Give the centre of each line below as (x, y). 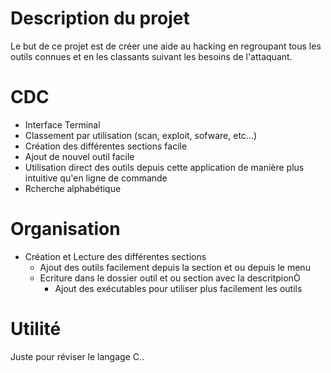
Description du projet (100, 18)
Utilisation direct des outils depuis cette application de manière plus (164, 167)
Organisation (65, 229)
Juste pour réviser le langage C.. (77, 356)
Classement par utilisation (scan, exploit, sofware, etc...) (141, 135)
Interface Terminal (62, 124)
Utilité (36, 329)
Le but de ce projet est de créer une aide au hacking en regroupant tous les (166, 46)
